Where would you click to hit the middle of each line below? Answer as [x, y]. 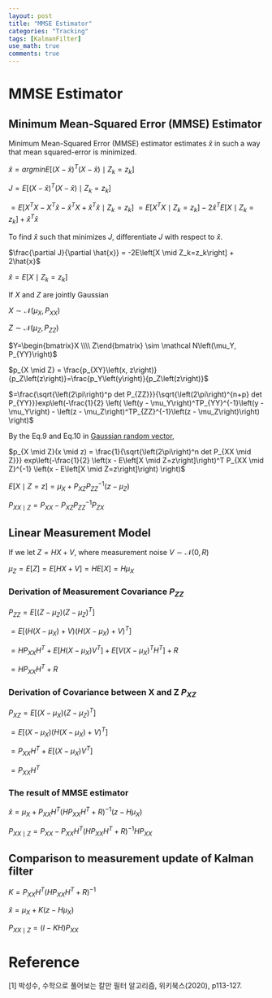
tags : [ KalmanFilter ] [45, 39]
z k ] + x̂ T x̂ [24, 219]
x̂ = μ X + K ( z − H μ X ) [41, 911]
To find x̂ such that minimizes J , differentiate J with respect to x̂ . [116, 236]
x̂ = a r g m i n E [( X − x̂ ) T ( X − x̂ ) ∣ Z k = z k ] [72, 169]
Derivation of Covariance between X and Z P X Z [102, 693]
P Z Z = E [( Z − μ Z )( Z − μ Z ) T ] [52, 612]
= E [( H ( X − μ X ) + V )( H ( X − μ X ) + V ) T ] [71, 631]
